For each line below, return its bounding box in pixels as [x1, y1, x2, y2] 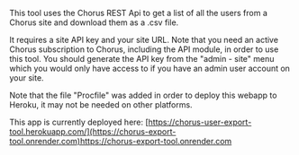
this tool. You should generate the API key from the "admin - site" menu [9, 54, 275, 64]
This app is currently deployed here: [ [9, 116, 149, 127]
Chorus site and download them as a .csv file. [9, 17, 179, 28]
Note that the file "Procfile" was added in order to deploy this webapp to [9, 90, 277, 100]
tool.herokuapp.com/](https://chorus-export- [9, 126, 177, 137]
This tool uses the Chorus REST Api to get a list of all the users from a [9, 8, 268, 18]
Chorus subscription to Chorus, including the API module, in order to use [9, 44, 279, 55]
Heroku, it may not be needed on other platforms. [9, 99, 193, 110]
